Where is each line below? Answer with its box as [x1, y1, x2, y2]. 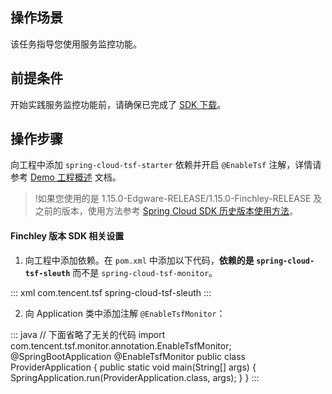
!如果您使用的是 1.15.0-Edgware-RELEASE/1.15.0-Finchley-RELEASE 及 [34, 193, 323, 205]
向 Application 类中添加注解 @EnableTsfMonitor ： [24, 307, 226, 319]
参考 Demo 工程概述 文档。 [10, 171, 122, 183]
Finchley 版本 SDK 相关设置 [10, 230, 125, 242]
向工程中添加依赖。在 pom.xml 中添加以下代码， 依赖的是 [24, 254, 255, 266]
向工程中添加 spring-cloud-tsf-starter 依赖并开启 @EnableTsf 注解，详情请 [10, 159, 322, 171]
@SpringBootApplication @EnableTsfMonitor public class [10, 350, 247, 362]
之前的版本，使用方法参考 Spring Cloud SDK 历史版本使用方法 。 [34, 205, 299, 217]
